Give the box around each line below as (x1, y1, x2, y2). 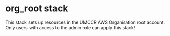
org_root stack (5, 3, 68, 14)
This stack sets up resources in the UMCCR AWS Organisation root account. (5, 19, 165, 25)
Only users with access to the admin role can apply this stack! (5, 24, 135, 30)
